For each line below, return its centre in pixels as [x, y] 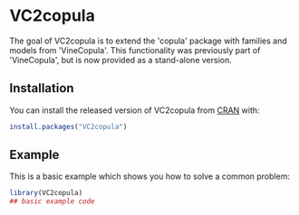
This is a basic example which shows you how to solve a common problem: [149, 176]
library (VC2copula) [46, 193]
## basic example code [52, 201]
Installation [42, 88]
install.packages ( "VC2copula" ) [68, 126]
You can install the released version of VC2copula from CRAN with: [135, 110]
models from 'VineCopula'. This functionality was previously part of [135, 50]
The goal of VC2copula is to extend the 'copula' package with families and [148, 41]
